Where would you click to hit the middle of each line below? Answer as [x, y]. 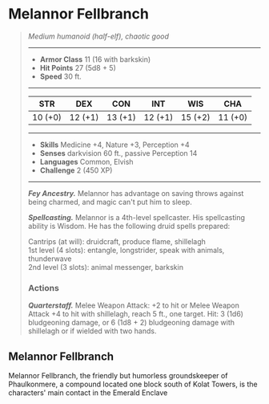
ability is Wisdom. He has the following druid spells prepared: [129, 226]
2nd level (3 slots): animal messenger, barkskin [106, 267]
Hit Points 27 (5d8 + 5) [78, 67]
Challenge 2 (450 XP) [76, 170]
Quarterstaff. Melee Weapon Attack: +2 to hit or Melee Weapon [134, 305]
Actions [44, 288]
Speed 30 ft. [60, 76]
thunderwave [50, 259]
